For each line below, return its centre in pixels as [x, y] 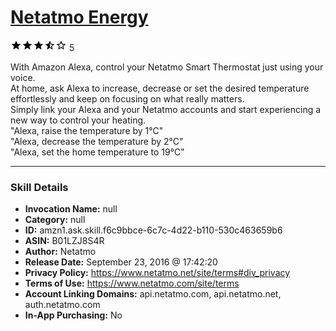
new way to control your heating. [78, 120]
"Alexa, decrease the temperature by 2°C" [97, 141]
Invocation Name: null [71, 209]
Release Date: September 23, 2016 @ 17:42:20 [121, 262]
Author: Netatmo [60, 252]
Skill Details [39, 187]
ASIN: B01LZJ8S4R [64, 241]
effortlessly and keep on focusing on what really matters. [127, 98]
